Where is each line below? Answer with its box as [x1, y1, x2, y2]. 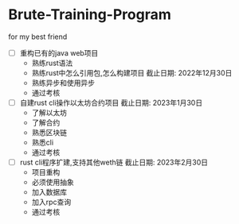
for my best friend [8, 32, 68, 41]
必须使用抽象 [31, 177, 74, 187]
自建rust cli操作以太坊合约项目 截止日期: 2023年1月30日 [19, 98, 203, 107]
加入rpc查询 [31, 197, 72, 207]
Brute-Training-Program [8, 6, 171, 24]
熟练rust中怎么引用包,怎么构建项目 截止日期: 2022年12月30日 [31, 68, 233, 77]
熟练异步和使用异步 [31, 78, 96, 87]
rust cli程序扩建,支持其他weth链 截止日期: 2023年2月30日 [19, 157, 209, 168]
